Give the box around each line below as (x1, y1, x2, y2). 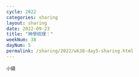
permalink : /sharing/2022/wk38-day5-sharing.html (6, 48, 134, 54)
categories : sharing (6, 14, 59, 20)
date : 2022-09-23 (6, 25, 50, 32)
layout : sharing (6, 20, 47, 26)
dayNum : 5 (6, 43, 31, 49)
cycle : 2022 (6, 8, 36, 15)
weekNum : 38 (6, 37, 36, 43)
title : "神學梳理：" (6, 31, 53, 37)
